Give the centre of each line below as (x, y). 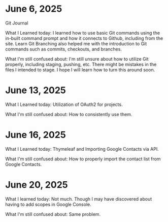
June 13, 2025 (36, 90)
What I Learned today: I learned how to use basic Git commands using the (83, 33)
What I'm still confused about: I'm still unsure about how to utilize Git (77, 59)
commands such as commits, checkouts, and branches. (63, 49)
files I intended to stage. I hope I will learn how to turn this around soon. (80, 70)
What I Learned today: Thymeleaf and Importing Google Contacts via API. (82, 149)
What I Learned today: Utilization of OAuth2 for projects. (64, 104)
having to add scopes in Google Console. (48, 204)
